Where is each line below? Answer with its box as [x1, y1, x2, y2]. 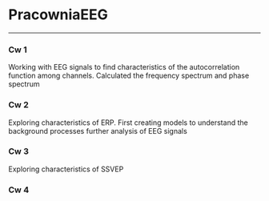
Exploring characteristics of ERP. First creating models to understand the [8, 118, 248, 127]
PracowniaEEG [8, 6, 108, 24]
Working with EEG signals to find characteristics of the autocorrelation [8, 62, 240, 72]
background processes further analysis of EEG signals [8, 126, 188, 135]
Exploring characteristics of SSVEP [8, 164, 124, 174]
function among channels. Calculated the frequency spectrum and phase [8, 70, 250, 81]
